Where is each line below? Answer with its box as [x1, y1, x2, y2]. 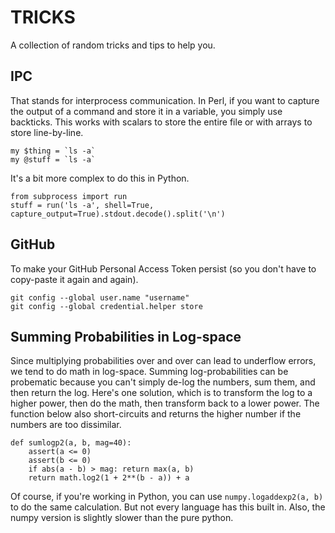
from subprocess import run [10, 191, 128, 201]
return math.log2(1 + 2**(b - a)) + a [28, 473, 190, 483]
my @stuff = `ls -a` [10, 154, 97, 165]
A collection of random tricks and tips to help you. [10, 39, 216, 51]
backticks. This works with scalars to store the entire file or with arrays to [10, 116, 313, 128]
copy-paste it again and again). [10, 273, 139, 285]
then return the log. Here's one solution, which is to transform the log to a [10, 387, 313, 399]
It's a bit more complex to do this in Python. [10, 172, 190, 184]
